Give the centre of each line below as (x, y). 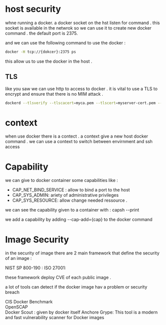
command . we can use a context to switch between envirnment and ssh (79, 142)
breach (12, 292)
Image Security (37, 239)
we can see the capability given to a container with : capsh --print (72, 210)
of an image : (19, 258)
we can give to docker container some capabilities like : (62, 181)
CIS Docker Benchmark (29, 302)
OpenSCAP (17, 307)
